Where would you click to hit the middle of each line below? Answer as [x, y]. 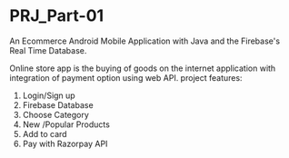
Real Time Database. [48, 50]
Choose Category [55, 114]
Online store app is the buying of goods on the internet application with [143, 68]
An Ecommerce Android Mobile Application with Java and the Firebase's [144, 41]
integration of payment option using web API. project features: [126, 77]
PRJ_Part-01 [57, 16]
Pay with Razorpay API [65, 143]
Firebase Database [58, 104]
